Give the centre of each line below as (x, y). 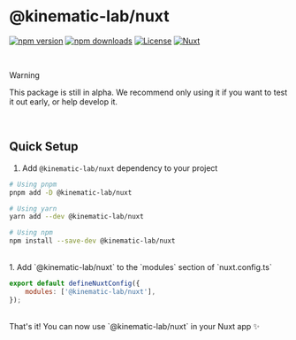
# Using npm (31, 233)
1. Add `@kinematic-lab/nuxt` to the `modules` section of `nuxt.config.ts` (140, 267)
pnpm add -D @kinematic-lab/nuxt (71, 192)
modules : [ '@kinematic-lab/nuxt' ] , (91, 291)
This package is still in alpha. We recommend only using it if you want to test (148, 92)
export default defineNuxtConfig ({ (75, 283)
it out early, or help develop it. (63, 101)
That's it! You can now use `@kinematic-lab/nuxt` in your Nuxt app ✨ (135, 326)
